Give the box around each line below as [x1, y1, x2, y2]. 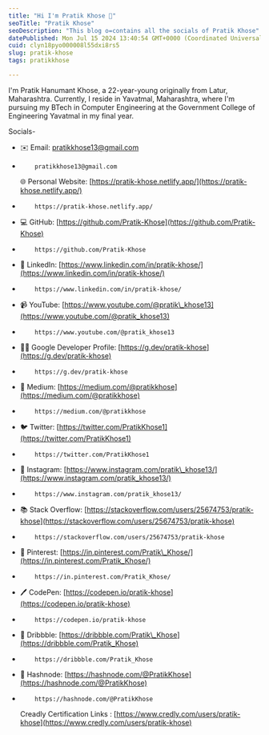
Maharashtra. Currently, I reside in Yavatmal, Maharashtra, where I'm [8, 94, 235, 103]
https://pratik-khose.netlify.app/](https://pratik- [91, 176, 247, 186]
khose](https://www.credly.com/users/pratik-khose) [19, 717, 192, 727]
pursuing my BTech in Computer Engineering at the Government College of [8, 102, 255, 112]
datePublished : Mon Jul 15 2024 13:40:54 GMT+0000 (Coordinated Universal [8, 34, 263, 42]
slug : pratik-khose [8, 49, 74, 57]
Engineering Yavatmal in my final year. [8, 111, 134, 120]
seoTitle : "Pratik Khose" [8, 19, 94, 27]
